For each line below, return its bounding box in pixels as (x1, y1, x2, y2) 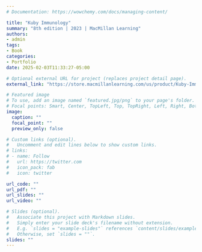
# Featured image (6, 92, 50, 98)
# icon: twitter (6, 170, 52, 176)
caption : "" (11, 114, 42, 121)
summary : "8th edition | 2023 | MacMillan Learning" (6, 25, 141, 31)
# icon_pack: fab (6, 164, 55, 171)
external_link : (6, 81, 44, 87)
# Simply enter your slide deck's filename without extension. (6, 219, 173, 226)
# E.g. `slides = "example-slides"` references (6, 225, 133, 232)
